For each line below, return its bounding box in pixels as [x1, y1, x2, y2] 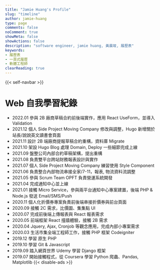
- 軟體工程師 [5, 61, 28, 66]
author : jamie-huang [5, 16, 47, 21]
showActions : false [5, 39, 45, 44]
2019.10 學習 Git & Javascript [12, 241, 70, 247]
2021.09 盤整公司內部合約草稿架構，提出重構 [12, 150, 102, 156]
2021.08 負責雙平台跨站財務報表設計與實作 [12, 156, 99, 162]
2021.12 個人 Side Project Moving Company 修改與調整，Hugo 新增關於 [12, 126, 155, 132]
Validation [12, 120, 33, 126]
